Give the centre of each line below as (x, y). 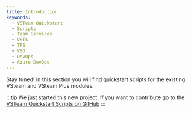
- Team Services (32, 34)
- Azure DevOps (31, 62)
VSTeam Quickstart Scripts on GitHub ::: (56, 103)
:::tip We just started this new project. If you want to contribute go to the (95, 97)
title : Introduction (32, 12)
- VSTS (20, 40)
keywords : (19, 17)
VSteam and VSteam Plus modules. (50, 85)
